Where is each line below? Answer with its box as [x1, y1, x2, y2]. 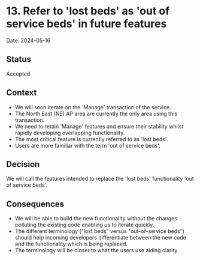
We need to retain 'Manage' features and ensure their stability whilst [14, 122, 184, 130]
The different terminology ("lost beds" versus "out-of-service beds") [14, 228, 184, 235]
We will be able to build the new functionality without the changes [14, 215, 178, 222]
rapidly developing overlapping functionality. [14, 129, 125, 136]
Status [6, 54, 32, 64]
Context [6, 88, 37, 98]
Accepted [6, 70, 31, 77]
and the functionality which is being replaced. [14, 240, 128, 247]
